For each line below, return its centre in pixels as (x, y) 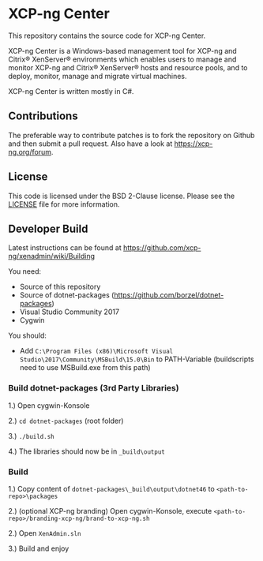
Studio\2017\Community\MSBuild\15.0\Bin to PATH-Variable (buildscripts (137, 359)
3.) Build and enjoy (39, 548)
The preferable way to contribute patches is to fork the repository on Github (131, 135)
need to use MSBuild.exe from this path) (85, 368)
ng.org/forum (30, 151)
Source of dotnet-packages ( (67, 295)
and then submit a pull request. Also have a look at (90, 144)
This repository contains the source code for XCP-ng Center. (107, 36)
